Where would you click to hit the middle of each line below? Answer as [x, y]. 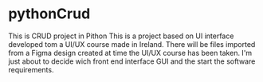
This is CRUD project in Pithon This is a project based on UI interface [121, 36]
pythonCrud [49, 14]
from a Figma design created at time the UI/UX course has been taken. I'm [130, 53]
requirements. [31, 69]
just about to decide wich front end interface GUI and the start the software [132, 61]
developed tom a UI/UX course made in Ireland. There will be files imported [132, 44]
